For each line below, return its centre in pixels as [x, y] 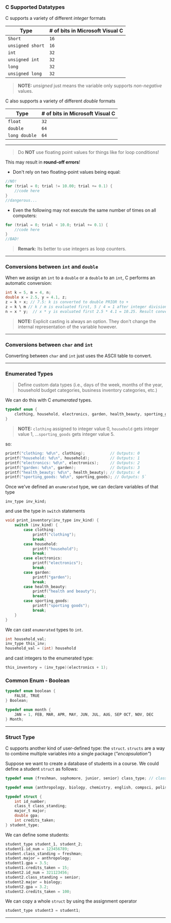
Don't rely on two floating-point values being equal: [67, 172]
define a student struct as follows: [42, 769]
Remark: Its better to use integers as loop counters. [72, 249]
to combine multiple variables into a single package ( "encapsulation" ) [78, 753]
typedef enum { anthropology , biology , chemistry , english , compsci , [79, 787]
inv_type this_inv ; [26, 644]
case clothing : [40, 530]
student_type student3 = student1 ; [43, 911]
